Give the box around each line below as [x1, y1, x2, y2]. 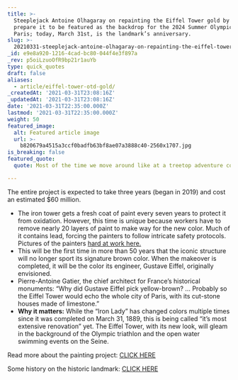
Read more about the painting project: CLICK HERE [7, 350, 156, 359]
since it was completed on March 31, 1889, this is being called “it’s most [17, 314, 227, 323]
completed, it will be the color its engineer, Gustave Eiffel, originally [17, 262, 214, 270]
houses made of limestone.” [17, 299, 100, 308]
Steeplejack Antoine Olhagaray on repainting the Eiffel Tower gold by [13, 17, 230, 24]
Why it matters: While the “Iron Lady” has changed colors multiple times [17, 306, 230, 315]
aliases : [7, 76, 33, 84]
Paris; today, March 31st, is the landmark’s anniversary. [13, 30, 192, 38]
